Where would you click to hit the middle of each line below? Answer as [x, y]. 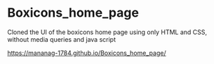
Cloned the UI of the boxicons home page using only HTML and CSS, [107, 32]
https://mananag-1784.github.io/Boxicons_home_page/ [87, 53]
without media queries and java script [62, 39]
